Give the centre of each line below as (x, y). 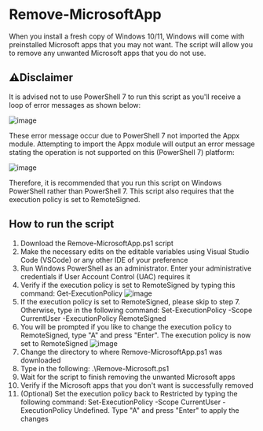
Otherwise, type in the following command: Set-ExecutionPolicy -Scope (136, 310)
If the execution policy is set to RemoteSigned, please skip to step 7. (130, 301)
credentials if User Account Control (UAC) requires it (105, 276)
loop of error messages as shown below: (75, 105)
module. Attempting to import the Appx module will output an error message (132, 144)
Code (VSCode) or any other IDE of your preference (104, 260)
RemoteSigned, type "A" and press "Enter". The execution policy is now (135, 335)
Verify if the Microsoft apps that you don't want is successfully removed (137, 385)
